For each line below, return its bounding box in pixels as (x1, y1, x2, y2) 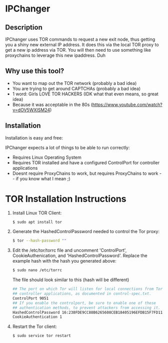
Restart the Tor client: (12, 323, 57, 329)
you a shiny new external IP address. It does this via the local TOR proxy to (5, 42, 159, 48)
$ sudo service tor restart (12, 333, 71, 338)
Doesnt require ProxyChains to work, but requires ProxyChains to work (12, 170, 158, 176)
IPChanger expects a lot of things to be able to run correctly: (5, 144, 130, 151)
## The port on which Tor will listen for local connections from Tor (12, 287, 163, 292)
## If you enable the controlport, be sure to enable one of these (12, 300, 156, 305)
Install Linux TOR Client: (12, 209, 62, 216)
